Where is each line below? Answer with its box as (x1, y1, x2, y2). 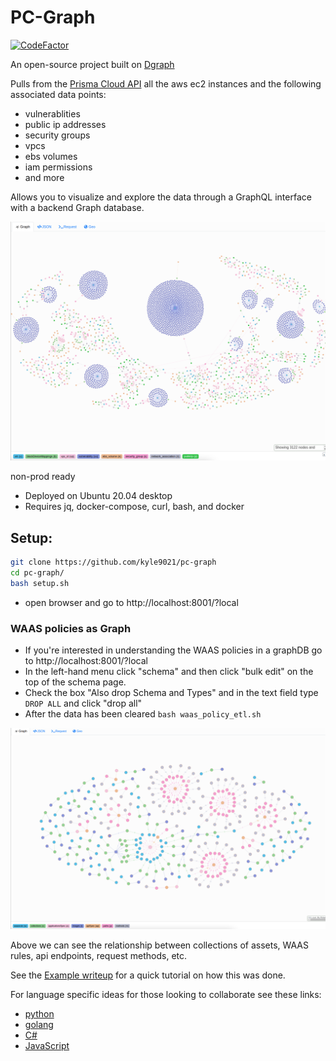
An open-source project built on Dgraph (10, 58, 175, 70)
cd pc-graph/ (10, 568, 65, 578)
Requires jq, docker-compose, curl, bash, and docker (24, 501, 245, 513)
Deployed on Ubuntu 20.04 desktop (24, 490, 173, 502)
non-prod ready (10, 471, 76, 483)
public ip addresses (24, 118, 107, 130)
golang (24, 1018, 54, 1030)
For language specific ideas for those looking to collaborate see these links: (10, 988, 322, 1000)
